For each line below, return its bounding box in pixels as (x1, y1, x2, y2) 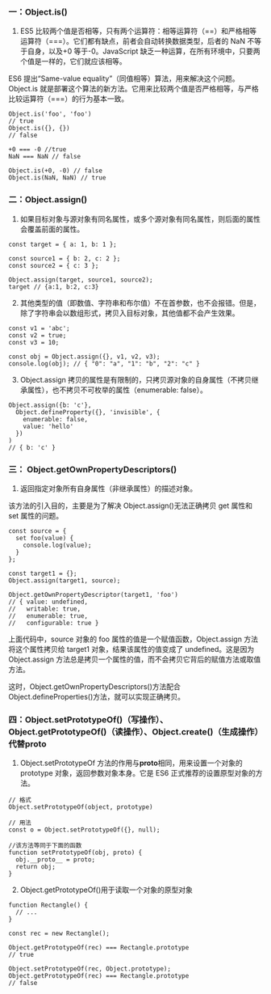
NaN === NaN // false (8, 153, 81, 161)
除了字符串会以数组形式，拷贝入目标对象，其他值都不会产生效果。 (19, 308, 240, 318)
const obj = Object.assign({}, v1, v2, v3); (8, 353, 161, 361)
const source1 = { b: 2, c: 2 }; (8, 254, 121, 263)
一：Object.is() (8, 6, 68, 17)
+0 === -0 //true (8, 146, 67, 154)
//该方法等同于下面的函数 (8, 842, 82, 850)
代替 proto (8, 738, 47, 749)
